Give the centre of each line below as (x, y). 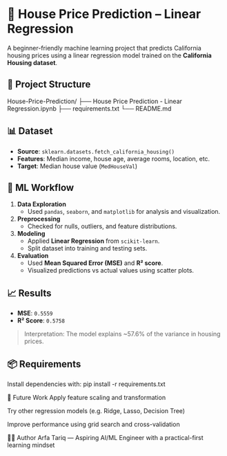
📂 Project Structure (49, 85)
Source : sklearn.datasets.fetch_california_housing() (96, 151)
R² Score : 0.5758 (41, 320)
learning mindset (31, 445)
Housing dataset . (32, 62)
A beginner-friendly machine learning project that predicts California (104, 48)
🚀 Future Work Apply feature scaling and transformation (87, 398)
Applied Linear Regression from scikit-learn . (93, 241)
